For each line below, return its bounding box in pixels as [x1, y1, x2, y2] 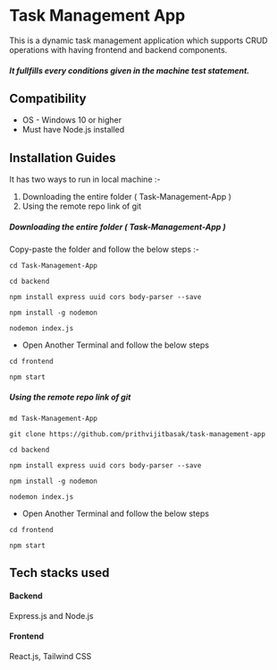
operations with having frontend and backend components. [9, 44, 228, 55]
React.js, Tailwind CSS [9, 650, 92, 661]
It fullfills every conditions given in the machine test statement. [9, 64, 250, 76]
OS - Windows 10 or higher [21, 115, 122, 125]
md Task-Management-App [9, 414, 98, 424]
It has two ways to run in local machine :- [9, 174, 161, 185]
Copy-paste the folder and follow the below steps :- [9, 244, 199, 255]
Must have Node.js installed [21, 125, 125, 135]
